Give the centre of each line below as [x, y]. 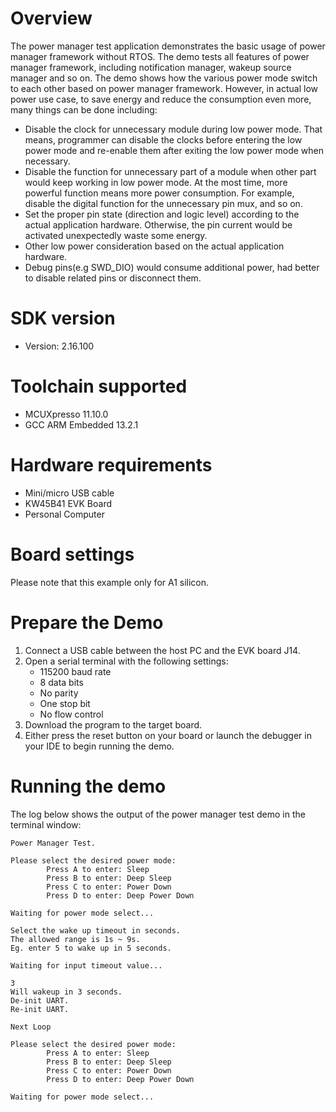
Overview [51, 18]
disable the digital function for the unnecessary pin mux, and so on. [163, 203]
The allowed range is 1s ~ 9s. [75, 939]
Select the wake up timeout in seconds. [96, 930]
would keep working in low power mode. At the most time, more [156, 182]
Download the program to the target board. [113, 724]
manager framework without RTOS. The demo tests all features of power [160, 56]
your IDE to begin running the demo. [99, 746]
